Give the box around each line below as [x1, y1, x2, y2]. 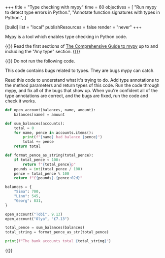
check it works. [5, 98, 36, 104]
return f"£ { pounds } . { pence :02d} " [14, 176, 83, 181]
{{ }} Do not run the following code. [5, 58, 75, 64]
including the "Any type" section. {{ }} [5, 49, 80, 54]
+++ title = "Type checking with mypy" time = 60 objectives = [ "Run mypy [5, 4, 157, 10]
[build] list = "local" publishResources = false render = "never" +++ [5, 24, 142, 30]
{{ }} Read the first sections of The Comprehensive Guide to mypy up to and [5, 43, 159, 49]
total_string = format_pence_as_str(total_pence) [5, 230, 109, 235]
